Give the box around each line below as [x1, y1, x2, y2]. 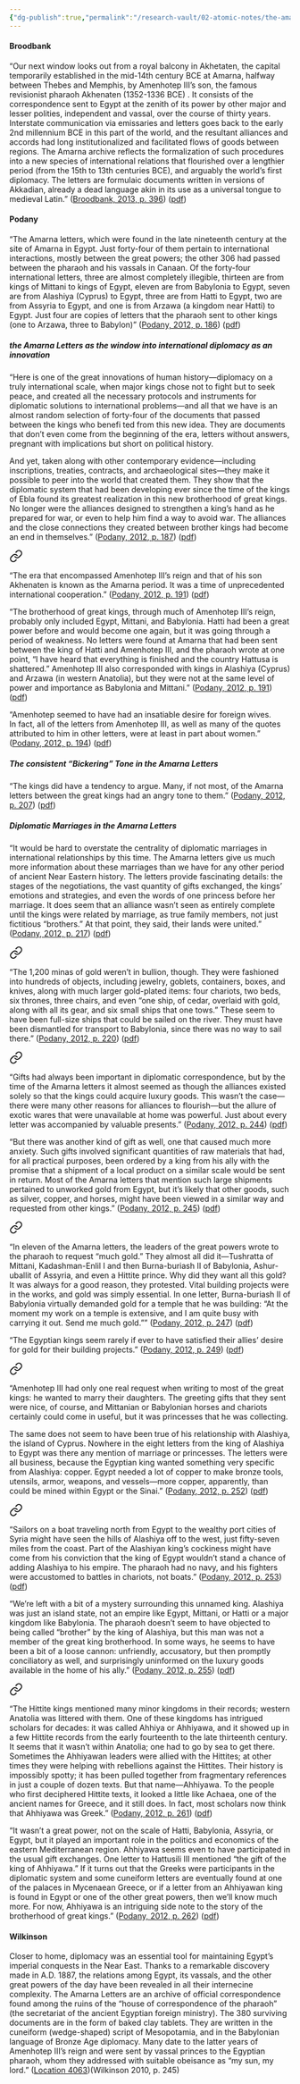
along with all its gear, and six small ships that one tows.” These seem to [9, 1004, 275, 1015]
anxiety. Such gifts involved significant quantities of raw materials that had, [9, 1146, 286, 1156]
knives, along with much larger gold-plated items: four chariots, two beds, [9, 985, 281, 996]
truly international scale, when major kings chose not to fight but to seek [9, 382, 276, 391]
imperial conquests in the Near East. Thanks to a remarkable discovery [9, 1961, 270, 1971]
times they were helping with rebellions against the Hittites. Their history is [9, 1760, 284, 1770]
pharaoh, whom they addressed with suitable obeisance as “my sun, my [9, 2055, 274, 2066]
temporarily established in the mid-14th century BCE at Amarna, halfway [9, 70, 275, 80]
